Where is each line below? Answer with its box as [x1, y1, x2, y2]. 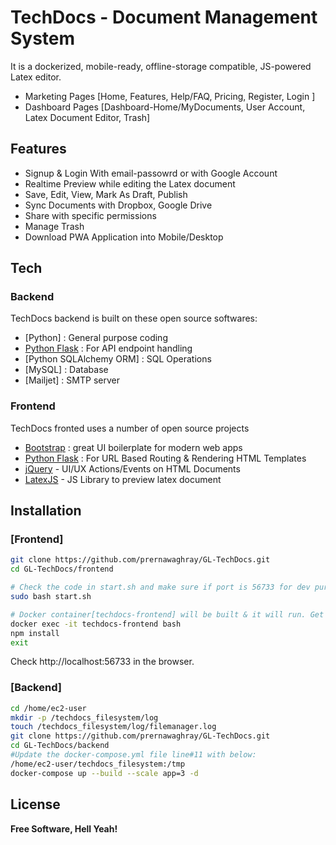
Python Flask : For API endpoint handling [24, 342, 193, 355]
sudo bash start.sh [10, 592, 92, 602]
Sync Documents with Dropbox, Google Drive [24, 199, 213, 211]
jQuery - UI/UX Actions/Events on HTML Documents [24, 462, 241, 475]
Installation [10, 502, 82, 520]
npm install [10, 628, 60, 638]
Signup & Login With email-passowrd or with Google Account [24, 167, 278, 179]
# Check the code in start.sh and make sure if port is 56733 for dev [10, 582, 311, 593]
